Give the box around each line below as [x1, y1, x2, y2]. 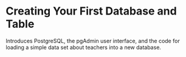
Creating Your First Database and [5, 4, 177, 18]
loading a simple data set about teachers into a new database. [5, 44, 162, 51]
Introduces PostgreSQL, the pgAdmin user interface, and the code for [5, 37, 180, 44]
